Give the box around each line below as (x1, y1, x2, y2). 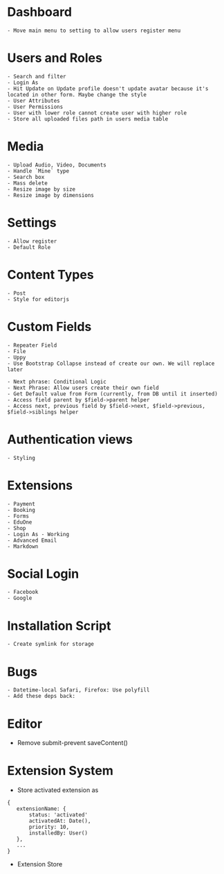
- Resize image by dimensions (7, 191, 95, 198)
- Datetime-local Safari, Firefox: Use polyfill (7, 687, 150, 694)
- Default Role (7, 243, 51, 250)
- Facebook (7, 589, 39, 596)
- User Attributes (7, 97, 60, 104)
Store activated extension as (17, 786, 99, 794)
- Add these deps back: (7, 693, 76, 700)
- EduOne (7, 518, 32, 526)
